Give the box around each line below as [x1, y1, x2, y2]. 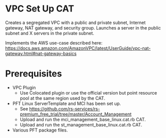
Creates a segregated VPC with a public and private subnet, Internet [5, 19, 146, 25]
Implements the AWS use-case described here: [5, 39, 102, 45]
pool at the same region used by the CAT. [19, 95, 105, 101]
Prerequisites [5, 68, 62, 79]
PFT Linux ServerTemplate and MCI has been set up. [12, 100, 121, 106]
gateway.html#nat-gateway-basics [5, 50, 76, 56]
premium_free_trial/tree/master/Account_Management [19, 111, 131, 117]
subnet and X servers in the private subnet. [5, 30, 94, 36]
